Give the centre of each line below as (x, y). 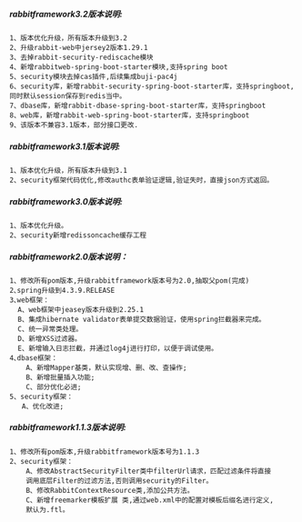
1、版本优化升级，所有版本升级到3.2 (68, 38)
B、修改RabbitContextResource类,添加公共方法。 (110, 490)
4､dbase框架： (34, 358)
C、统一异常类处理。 (50, 329)
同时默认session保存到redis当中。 (68, 95)
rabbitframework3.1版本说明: (65, 146)
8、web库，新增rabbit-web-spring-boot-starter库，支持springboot (130, 115)
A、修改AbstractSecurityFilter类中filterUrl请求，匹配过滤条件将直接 (148, 471)
